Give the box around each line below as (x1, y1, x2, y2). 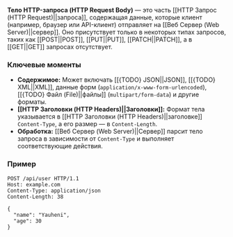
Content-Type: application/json (7, 187, 101, 194)
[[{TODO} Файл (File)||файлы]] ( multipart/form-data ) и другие (17, 90, 200, 99)
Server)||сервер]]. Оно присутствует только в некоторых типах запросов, (7, 28, 227, 36)
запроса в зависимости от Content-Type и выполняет (17, 134, 175, 143)
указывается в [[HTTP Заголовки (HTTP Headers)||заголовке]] (17, 112, 203, 121)
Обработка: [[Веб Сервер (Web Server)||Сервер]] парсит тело (17, 128, 203, 136)
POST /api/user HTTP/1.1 (7, 175, 79, 182)
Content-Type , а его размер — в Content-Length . (17, 120, 158, 128)
